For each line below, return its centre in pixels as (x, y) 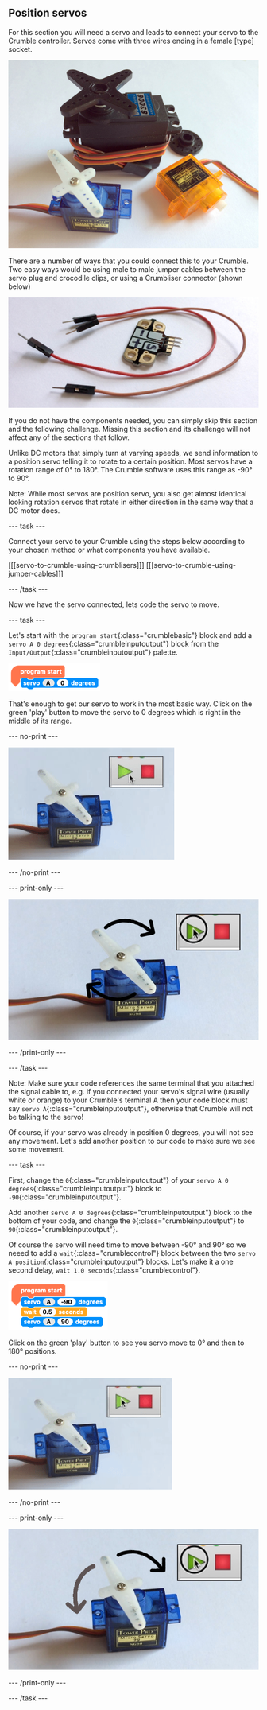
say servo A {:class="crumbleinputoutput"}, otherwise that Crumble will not (130, 1109)
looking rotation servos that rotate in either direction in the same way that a (131, 502)
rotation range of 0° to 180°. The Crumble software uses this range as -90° (130, 469)
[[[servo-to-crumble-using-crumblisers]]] (76, 565)
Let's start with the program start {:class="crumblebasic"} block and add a (130, 635)
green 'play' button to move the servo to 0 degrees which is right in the (124, 712)
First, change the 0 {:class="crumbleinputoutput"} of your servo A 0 (118, 1180)
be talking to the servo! (46, 1117)
